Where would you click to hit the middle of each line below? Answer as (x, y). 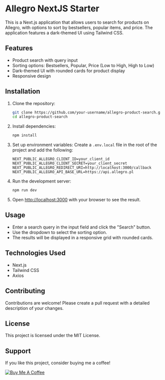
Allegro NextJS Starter (52, 9)
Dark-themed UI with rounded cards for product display (69, 71)
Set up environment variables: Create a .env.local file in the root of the (85, 145)
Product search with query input (45, 60)
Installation (23, 92)
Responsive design (32, 76)
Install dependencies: (34, 126)
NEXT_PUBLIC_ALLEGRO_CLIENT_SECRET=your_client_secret (70, 163)
